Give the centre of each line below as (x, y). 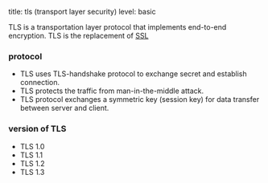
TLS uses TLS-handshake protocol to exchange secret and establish (133, 74)
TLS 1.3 (32, 172)
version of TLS (37, 129)
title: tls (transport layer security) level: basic (82, 12)
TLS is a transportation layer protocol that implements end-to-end (118, 27)
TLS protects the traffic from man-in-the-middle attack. (112, 91)
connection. (40, 83)
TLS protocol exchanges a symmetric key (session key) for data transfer (140, 100)
